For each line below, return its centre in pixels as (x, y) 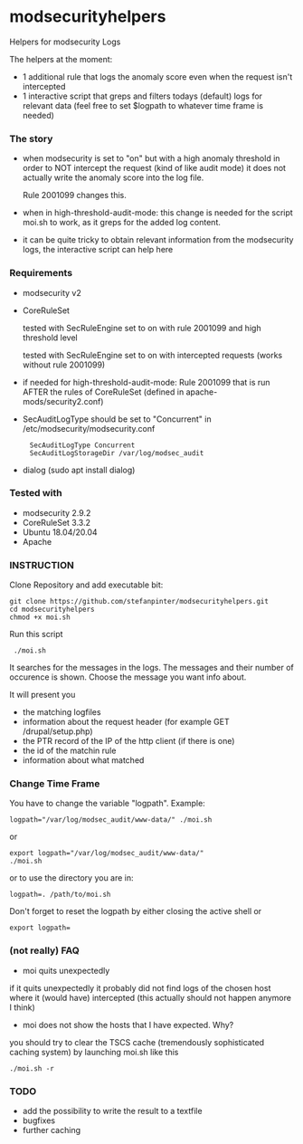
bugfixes (39, 1120)
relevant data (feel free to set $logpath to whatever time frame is (143, 105)
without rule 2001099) (64, 365)
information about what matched (83, 760)
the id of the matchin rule (69, 751)
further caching (52, 1130)
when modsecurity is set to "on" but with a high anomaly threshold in (151, 158)
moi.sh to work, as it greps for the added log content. (122, 223)
